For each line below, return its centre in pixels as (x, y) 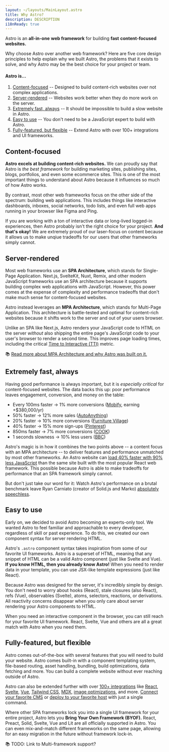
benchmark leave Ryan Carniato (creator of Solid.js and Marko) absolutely (82, 488)
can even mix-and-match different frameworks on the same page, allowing (83, 728)
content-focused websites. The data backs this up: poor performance (78, 389)
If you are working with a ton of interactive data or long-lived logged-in (79, 221)
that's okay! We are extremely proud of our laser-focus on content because (84, 232)
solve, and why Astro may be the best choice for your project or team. (78, 64)
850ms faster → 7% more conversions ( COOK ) (61, 431)
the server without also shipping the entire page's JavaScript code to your (82, 333)
